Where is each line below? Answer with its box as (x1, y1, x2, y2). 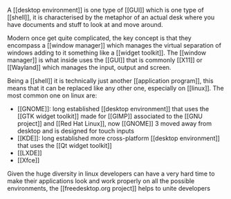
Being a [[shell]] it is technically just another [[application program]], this (7, 77, 214, 85)
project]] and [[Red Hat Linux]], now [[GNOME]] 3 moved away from (17, 120, 212, 127)
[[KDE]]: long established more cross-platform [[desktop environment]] (17, 134, 220, 142)
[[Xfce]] (17, 156, 40, 164)
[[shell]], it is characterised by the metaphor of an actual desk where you (7, 13, 215, 21)
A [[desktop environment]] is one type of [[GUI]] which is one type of (7, 6, 204, 14)
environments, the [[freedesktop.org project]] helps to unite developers (7, 184, 211, 192)
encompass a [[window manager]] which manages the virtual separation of (7, 41, 221, 49)
